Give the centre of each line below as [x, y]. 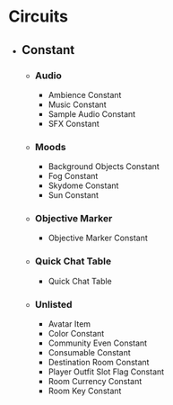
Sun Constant [74, 195]
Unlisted [53, 304]
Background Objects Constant [104, 166]
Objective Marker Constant [98, 238]
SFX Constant [74, 123]
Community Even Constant [98, 343]
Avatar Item [69, 324]
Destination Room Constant [99, 363]
